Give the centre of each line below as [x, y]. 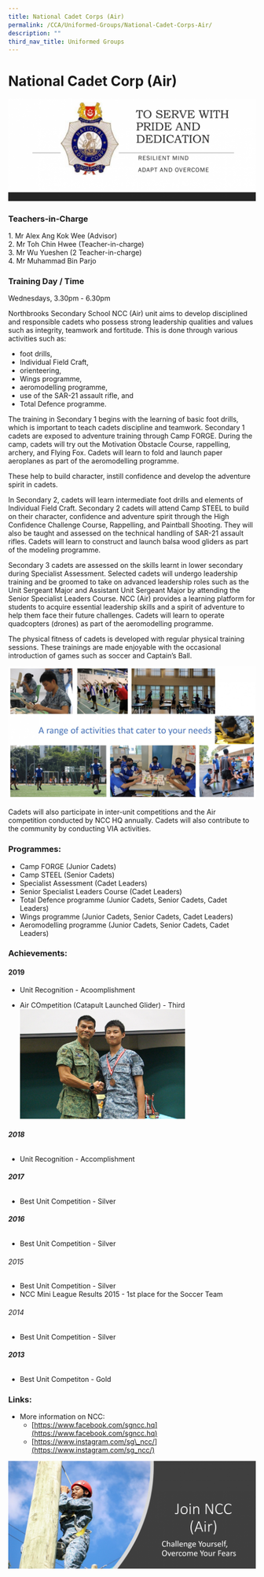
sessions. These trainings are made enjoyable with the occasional [115, 647]
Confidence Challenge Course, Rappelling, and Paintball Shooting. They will [131, 525]
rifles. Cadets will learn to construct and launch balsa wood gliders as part [128, 542]
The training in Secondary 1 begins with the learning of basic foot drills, [123, 419]
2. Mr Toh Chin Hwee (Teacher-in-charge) [76, 245]
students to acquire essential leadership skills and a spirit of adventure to [126, 607]
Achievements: [38, 953]
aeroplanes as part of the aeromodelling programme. [93, 461]
